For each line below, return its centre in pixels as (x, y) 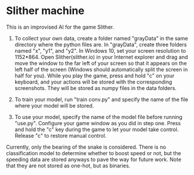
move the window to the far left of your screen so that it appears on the (101, 63)
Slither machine (45, 11)
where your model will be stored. (54, 105)
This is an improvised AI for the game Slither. (60, 27)
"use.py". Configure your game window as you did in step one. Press (98, 123)
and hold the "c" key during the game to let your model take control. (96, 129)
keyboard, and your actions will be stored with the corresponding (93, 82)
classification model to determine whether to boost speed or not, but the (94, 153)
